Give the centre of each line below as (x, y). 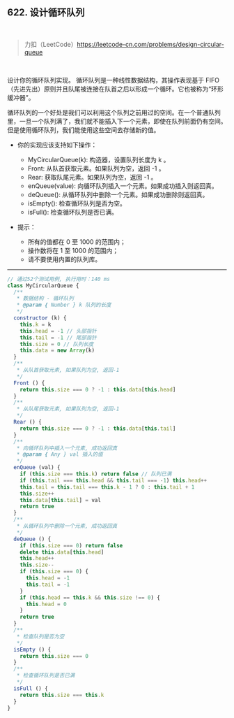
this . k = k (36, 324)
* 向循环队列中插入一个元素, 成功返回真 (67, 448)
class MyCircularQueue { (43, 285)
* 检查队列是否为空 (40, 636)
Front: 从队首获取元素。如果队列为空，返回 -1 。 (96, 168)
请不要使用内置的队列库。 (64, 259)
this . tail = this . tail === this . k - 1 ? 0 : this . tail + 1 (107, 487)
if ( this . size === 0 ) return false (71, 545)
